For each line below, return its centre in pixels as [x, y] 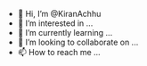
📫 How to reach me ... [59, 52]
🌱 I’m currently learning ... [65, 33]
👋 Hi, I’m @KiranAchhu [59, 14]
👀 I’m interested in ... [55, 23]
